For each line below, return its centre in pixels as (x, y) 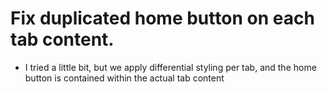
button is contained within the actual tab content (124, 78)
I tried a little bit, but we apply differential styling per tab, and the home (170, 67)
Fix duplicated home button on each (162, 18)
